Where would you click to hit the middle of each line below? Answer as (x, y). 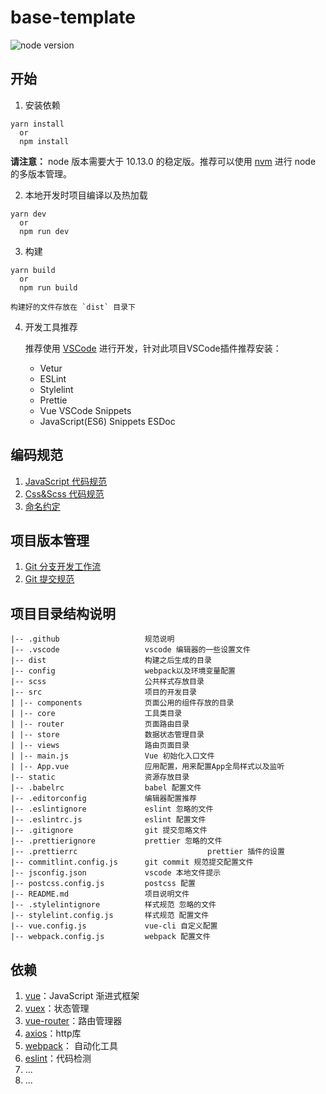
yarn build (33, 270)
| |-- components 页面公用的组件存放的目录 (122, 703)
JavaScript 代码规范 (65, 481)
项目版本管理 (50, 540)
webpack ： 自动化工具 (71, 1045)
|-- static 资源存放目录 (100, 777)
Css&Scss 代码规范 (64, 493)
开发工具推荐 (51, 327)
